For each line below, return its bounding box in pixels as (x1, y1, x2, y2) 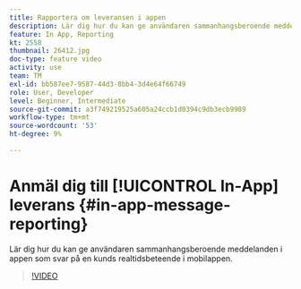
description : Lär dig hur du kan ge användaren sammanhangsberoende (9, 21, 271, 30)
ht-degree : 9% (9, 130, 63, 139)
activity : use (9, 64, 63, 72)
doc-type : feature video (9, 55, 102, 64)
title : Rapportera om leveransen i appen (9, 13, 167, 22)
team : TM (9, 72, 42, 81)
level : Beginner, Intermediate (9, 96, 126, 106)
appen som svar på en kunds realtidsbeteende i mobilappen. (9, 252, 233, 264)
